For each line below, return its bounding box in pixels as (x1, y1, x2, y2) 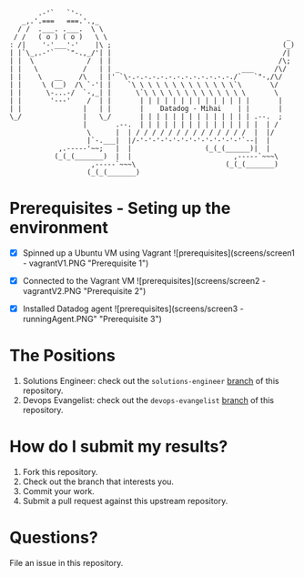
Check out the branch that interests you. (22, 476, 175, 487)
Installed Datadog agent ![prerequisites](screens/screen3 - (22, 303, 244, 314)
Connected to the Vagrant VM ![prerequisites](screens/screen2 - (22, 276, 267, 286)
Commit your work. (22, 486, 96, 496)
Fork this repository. (22, 467, 98, 477)
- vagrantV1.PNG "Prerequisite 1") (22, 258, 149, 268)
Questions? (9, 528, 98, 548)
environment (9, 218, 109, 238)
